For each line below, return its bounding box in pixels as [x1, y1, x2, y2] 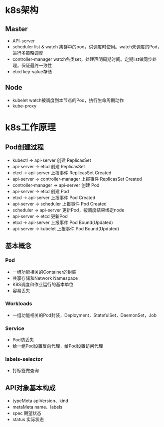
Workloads [5, 300, 32, 307]
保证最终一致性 [21, 63, 52, 68]
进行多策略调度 [12, 50, 43, 56]
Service [5, 324, 24, 331]
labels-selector [5, 356, 43, 363]
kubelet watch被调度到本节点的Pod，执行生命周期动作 [12, 97, 124, 103]
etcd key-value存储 [12, 69, 52, 75]
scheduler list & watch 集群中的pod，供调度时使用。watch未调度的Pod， [12, 44, 162, 50]
